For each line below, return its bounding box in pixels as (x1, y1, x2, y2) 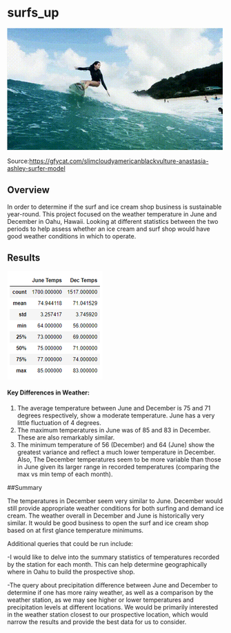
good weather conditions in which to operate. (7, 232, 137, 240)
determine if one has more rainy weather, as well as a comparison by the (7, 588, 214, 596)
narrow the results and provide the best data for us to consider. (7, 617, 187, 626)
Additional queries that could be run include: (7, 539, 133, 547)
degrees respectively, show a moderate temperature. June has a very (17, 411, 215, 419)
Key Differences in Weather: (7, 388, 90, 397)
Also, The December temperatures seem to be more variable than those (17, 455, 222, 464)
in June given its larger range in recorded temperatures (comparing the (17, 462, 219, 471)
